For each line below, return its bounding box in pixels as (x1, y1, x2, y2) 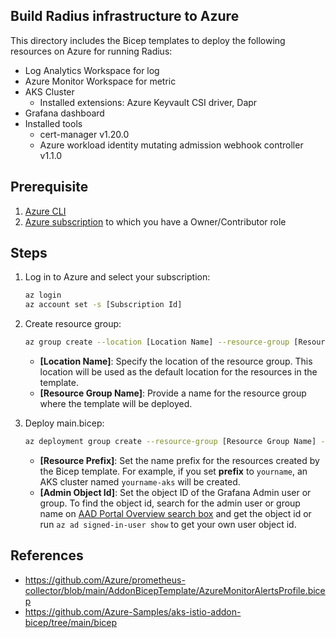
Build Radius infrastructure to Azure (10, 8, 240, 25)
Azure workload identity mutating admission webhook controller (39, 139, 304, 151)
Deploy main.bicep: (24, 417, 105, 429)
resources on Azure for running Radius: (10, 45, 173, 57)
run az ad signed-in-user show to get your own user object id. (39, 518, 297, 530)
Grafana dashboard (24, 107, 105, 119)
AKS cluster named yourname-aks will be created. (39, 475, 241, 488)
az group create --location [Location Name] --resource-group (24, 337, 290, 348)
